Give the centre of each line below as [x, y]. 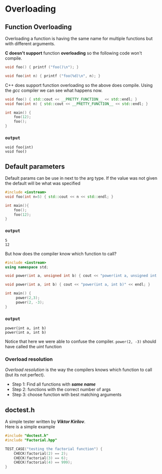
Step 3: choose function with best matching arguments [67, 395]
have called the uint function [33, 346]
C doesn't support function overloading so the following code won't [74, 53]
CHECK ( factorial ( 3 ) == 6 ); [41, 458]
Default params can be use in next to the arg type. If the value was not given [81, 178]
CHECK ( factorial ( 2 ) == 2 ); [41, 453]
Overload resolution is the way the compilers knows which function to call [79, 370]
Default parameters [35, 166]
